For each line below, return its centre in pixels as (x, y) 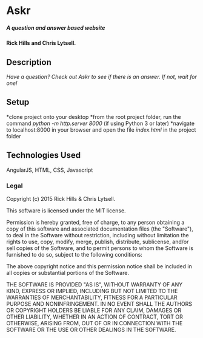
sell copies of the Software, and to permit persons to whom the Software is (100, 248)
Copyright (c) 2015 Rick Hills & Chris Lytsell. (61, 198)
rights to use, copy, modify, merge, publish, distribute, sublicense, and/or (98, 242)
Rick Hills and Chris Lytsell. (41, 43)
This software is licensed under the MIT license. (66, 211)
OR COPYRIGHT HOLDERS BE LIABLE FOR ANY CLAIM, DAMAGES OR (94, 310)
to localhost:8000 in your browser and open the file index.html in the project (101, 130)
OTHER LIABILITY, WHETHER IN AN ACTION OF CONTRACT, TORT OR (95, 317)
